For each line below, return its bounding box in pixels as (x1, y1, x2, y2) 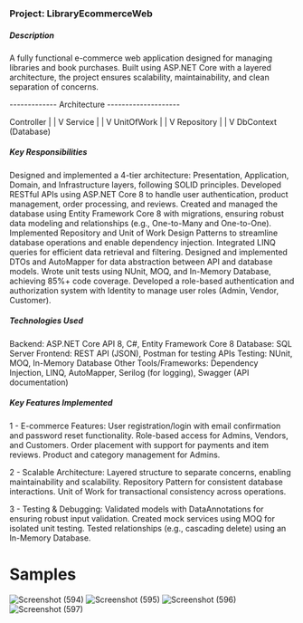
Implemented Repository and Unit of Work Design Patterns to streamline (9, 227, 279, 238)
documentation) (9, 377, 70, 388)
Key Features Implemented (9, 398, 113, 408)
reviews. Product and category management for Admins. (9, 449, 221, 460)
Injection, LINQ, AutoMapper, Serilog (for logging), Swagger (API (9, 367, 250, 378)
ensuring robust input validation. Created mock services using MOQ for (9, 513, 276, 523)
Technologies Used (9, 315, 84, 326)
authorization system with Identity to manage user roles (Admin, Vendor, (9, 284, 279, 296)
